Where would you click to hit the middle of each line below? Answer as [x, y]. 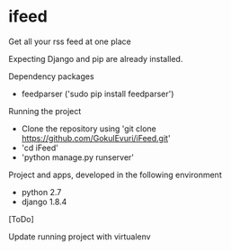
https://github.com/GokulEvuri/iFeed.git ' [96, 138]
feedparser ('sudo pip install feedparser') [98, 94]
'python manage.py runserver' [78, 157]
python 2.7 [41, 192]
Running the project [45, 111]
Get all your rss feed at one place [70, 41]
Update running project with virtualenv [80, 237]
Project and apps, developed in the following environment [115, 175]
